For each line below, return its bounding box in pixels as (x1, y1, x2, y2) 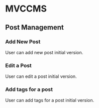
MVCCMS (5, 3, 47, 15)
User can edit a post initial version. (5, 73, 77, 79)
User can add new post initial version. (5, 49, 83, 55)
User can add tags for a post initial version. (5, 97, 94, 103)
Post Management (5, 23, 64, 32)
